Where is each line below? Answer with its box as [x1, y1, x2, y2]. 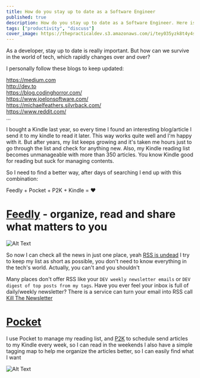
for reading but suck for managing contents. [6, 157, 114, 165]
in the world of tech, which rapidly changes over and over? [6, 53, 151, 61]
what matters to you [6, 220, 108, 234]
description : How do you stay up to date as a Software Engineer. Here [6, 20, 187, 26]
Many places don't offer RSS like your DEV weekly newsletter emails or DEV [6, 276, 190, 283]
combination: [6, 175, 39, 182]
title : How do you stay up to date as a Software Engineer [6, 8, 156, 15]
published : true [6, 14, 46, 20]
